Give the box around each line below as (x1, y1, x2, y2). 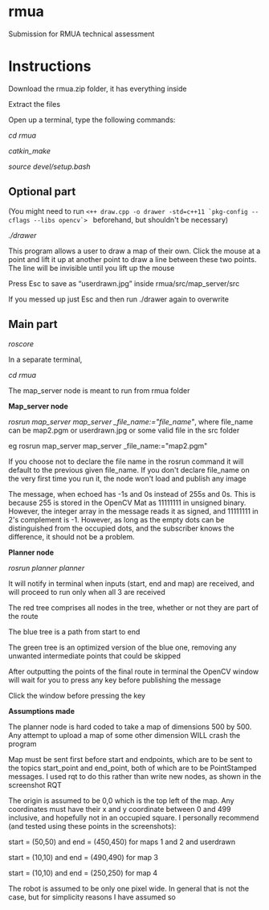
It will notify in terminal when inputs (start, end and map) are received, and (8, 578, 255, 588)
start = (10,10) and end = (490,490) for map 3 (8, 852, 159, 862)
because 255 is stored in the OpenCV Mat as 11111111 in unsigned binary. (8, 498, 247, 507)
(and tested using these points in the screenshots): (8, 821, 177, 830)
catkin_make (8, 146, 51, 155)
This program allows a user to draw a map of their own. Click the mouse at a (8, 246, 261, 256)
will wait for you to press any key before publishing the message (8, 674, 222, 685)
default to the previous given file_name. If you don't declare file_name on (8, 465, 251, 474)
